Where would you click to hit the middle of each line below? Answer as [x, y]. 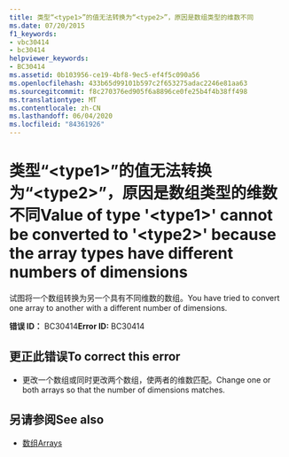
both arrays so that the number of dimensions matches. [124, 390]
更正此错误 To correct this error [95, 356]
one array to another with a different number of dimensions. [118, 307]
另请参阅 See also [57, 420]
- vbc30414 [29, 42]
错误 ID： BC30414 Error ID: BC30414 [77, 326]
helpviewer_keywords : [49, 58]
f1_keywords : [33, 34]
